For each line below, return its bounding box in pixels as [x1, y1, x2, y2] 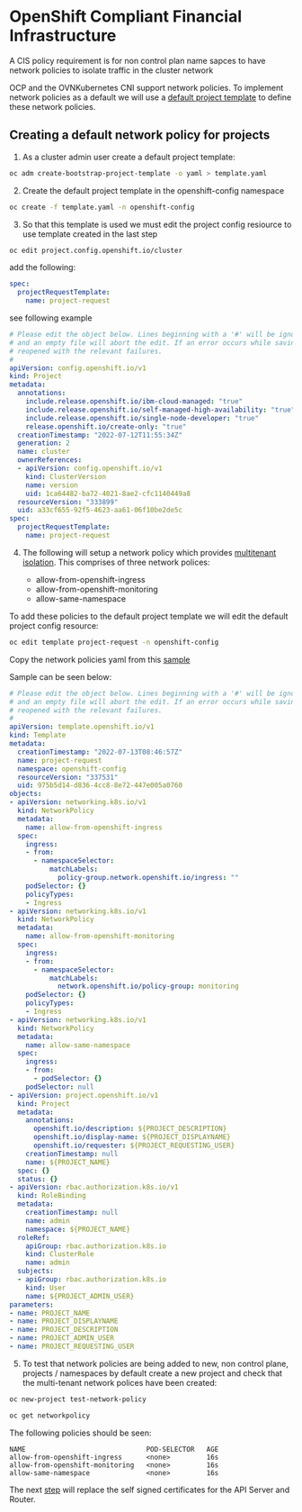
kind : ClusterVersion [25, 472, 106, 481]
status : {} [17, 1174, 58, 1183]
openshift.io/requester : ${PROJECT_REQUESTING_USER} [32, 1141, 235, 1150]
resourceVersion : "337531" [17, 773, 119, 782]
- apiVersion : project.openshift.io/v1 [9, 1091, 159, 1100]
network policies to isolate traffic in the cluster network [9, 65, 214, 76]
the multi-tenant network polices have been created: [22, 1377, 218, 1388]
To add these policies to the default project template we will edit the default [9, 611, 289, 621]
